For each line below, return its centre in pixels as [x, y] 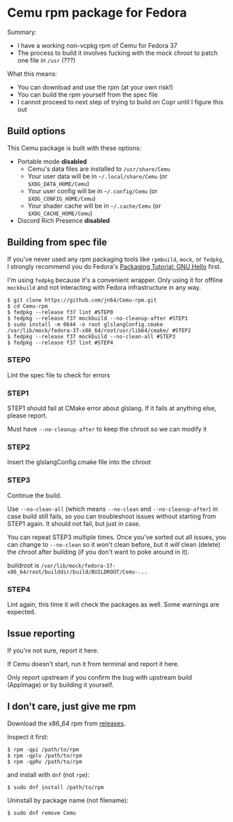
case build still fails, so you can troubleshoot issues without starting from [112, 516]
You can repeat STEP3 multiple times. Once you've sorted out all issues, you [117, 537]
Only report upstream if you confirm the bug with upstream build [100, 677]
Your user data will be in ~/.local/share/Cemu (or [98, 176]
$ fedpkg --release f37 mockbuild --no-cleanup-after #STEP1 [98, 318]
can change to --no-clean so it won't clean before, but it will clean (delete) [114, 544]
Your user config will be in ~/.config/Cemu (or [93, 191]
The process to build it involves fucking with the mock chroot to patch [117, 53]
